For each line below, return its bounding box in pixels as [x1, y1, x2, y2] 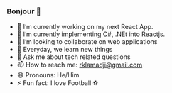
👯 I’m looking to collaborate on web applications [16, 38, 158, 46]
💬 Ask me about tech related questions [16, 53, 131, 61]
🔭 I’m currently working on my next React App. [16, 23, 154, 31]
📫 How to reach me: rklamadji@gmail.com [16, 60, 143, 70]
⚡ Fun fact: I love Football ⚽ [16, 79, 99, 87]
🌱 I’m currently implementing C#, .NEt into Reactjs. [16, 30, 166, 38]
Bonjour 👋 [6, 6, 41, 16]
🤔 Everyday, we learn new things [16, 45, 113, 54]
